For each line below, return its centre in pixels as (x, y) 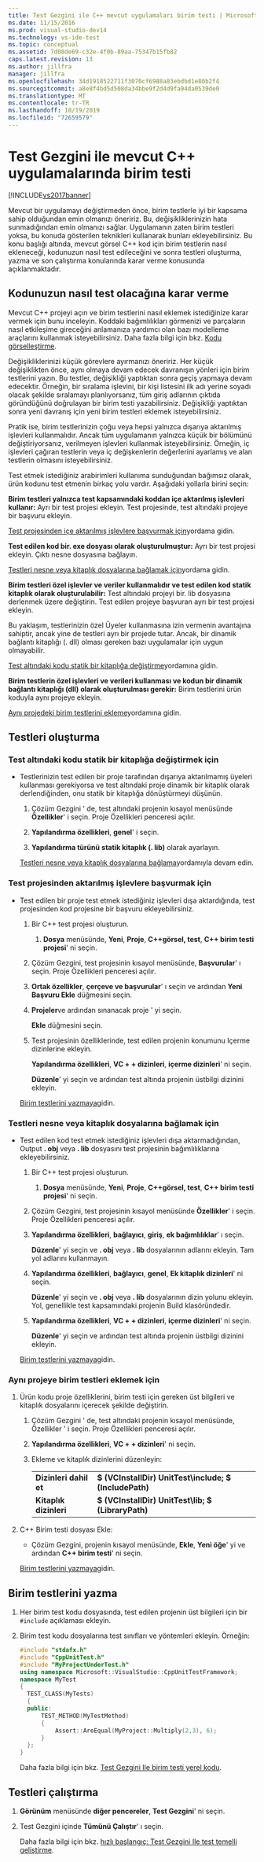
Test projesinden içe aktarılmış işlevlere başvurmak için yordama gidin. (121, 531)
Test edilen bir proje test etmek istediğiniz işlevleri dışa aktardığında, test (137, 900)
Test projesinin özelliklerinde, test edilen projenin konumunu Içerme (140, 1040)
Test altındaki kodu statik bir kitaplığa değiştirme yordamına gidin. (113, 665)
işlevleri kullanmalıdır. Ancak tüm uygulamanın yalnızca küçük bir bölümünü (130, 435)
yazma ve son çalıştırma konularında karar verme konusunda (107, 260)
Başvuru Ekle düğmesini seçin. (81, 995)
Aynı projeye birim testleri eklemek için (84, 1379)
